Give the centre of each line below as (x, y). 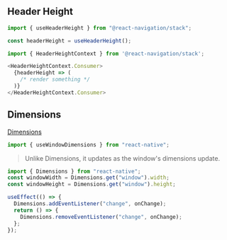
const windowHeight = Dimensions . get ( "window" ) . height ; (92, 184)
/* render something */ (55, 80)
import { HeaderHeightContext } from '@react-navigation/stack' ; (106, 53)
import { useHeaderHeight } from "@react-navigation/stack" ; (100, 28)
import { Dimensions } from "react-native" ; (74, 171)
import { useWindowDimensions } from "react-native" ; (89, 144)
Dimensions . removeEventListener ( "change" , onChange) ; (101, 217)
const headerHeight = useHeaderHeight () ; (70, 41)
